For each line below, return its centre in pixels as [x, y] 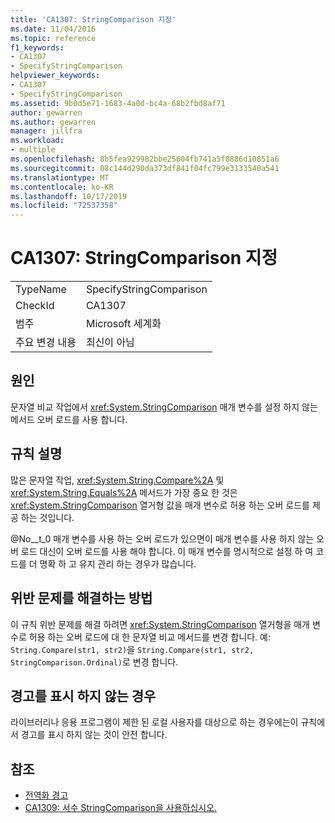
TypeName [41, 289]
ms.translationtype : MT [60, 177]
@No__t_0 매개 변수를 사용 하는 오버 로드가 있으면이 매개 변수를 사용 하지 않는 [162, 538]
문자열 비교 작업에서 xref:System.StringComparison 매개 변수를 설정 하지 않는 [164, 407]
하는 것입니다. [47, 517]
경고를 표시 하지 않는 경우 [83, 696]
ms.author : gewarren [53, 122]
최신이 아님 [110, 343]
